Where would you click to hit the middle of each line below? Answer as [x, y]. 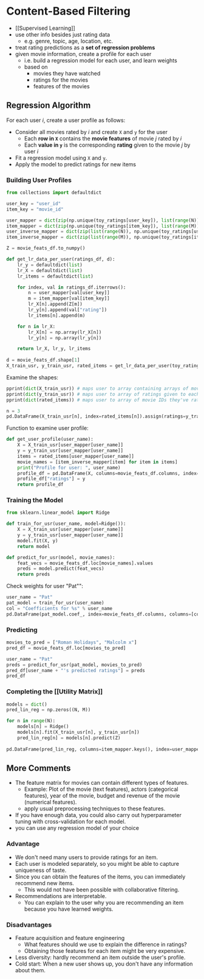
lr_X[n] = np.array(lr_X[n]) [65, 332]
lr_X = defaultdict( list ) [50, 270]
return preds [34, 574]
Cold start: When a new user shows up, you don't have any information [104, 964]
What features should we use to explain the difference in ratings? [105, 944]
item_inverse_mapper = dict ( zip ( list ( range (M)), [69, 237]
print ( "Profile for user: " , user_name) [69, 468]
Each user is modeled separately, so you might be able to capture [97, 863]
